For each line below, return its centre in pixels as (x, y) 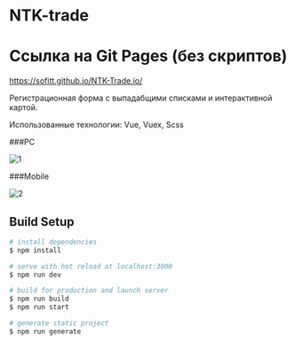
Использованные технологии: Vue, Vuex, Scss (96, 124)
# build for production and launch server (89, 291)
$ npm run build (39, 299)
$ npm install (36, 250)
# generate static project (59, 324)
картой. (24, 108)
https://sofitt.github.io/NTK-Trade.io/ (76, 81)
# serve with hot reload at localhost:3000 (91, 266)
